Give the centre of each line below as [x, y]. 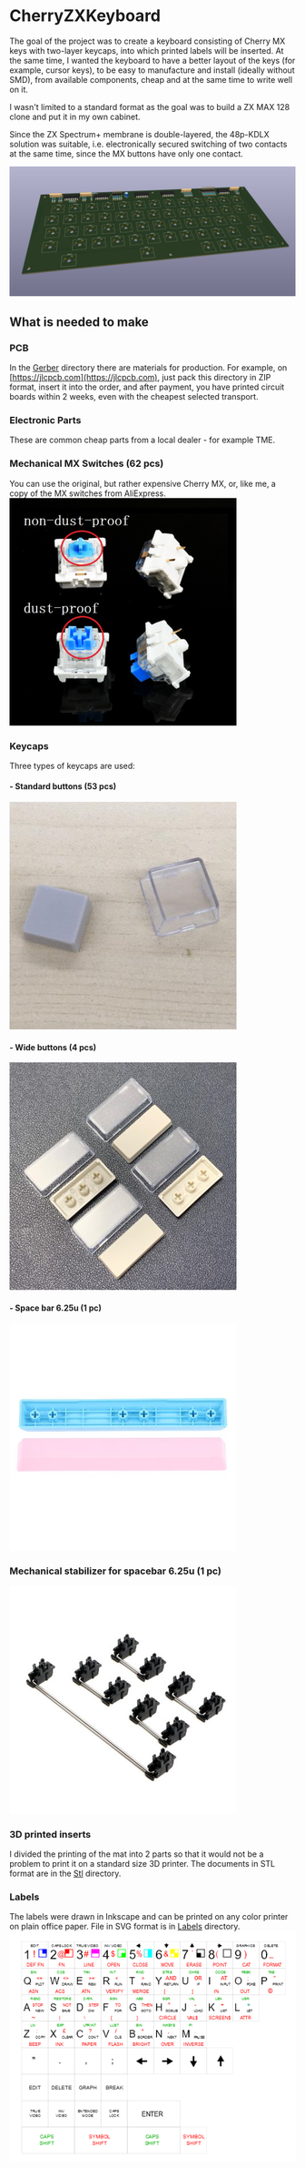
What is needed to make [79, 322]
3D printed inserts [50, 1834]
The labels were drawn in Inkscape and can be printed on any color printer [149, 1917]
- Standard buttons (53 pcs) [63, 786]
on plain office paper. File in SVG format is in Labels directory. [125, 1927]
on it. [19, 89]
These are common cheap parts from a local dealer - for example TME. [143, 440]
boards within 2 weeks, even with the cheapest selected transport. [134, 396]
